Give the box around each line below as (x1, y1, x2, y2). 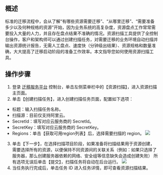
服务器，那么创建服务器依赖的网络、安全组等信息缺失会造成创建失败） (12, 153, 153, 159)
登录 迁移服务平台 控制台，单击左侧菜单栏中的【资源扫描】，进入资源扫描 (12, 84, 157, 89)
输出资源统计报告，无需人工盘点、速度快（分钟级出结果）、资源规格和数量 (5, 43, 152, 48)
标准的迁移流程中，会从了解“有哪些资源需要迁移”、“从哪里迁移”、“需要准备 (5, 18, 155, 24)
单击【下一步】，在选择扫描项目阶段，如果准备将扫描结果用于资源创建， (12, 141, 155, 146)
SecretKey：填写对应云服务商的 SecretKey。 (12, 124, 101, 130)
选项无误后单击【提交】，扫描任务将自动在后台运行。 (16, 159, 121, 164)
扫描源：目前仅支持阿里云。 (12, 112, 68, 118)
